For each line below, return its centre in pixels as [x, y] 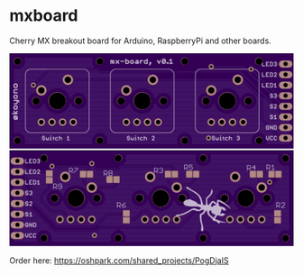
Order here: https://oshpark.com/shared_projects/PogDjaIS [119, 260]
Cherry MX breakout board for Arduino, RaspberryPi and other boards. [141, 41]
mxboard [44, 16]
